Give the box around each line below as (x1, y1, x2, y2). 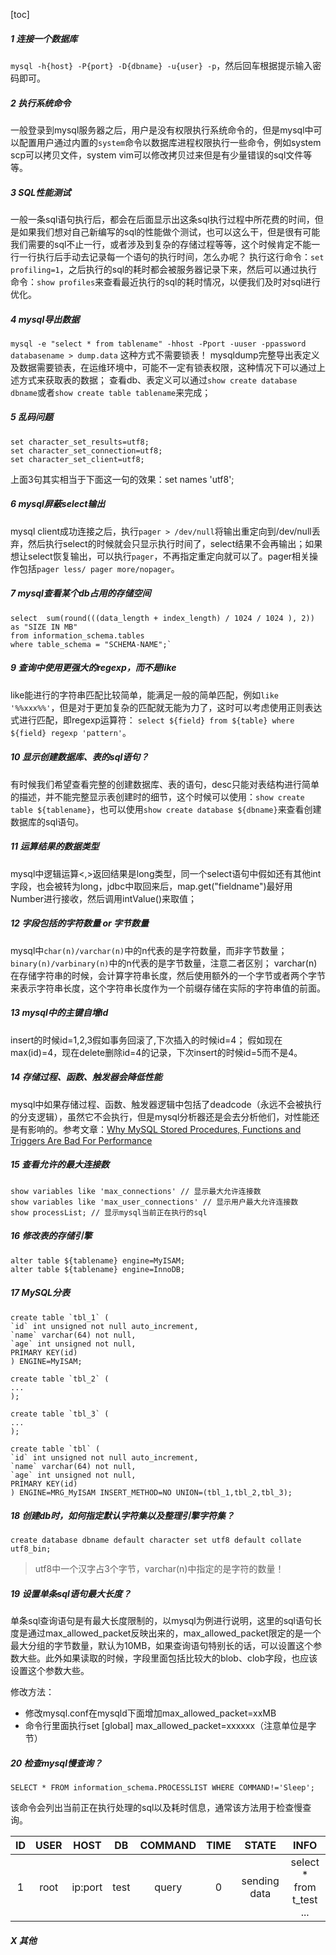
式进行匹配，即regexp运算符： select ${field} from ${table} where (10, 714, 295, 726)
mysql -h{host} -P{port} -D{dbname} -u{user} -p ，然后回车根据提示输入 (10, 59, 313, 71)
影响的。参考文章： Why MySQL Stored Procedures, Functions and (27, 1123, 302, 1135)
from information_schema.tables (10, 630, 145, 641)
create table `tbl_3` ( (10, 1409, 110, 1419)
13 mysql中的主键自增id (10, 1007, 109, 1019)
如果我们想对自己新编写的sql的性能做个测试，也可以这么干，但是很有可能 (18, 225, 321, 238)
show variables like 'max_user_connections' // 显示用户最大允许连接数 (10, 1197, 299, 1207)
